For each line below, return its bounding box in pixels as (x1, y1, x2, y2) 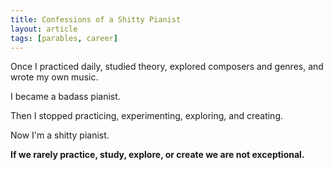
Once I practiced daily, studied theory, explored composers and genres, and (10, 61, 324, 73)
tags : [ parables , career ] (10, 33, 118, 43)
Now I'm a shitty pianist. (10, 129, 110, 141)
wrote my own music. (10, 71, 99, 83)
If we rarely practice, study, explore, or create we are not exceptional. (10, 149, 305, 161)
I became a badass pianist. (10, 91, 121, 103)
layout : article (10, 24, 78, 34)
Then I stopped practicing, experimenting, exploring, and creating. (10, 110, 284, 122)
